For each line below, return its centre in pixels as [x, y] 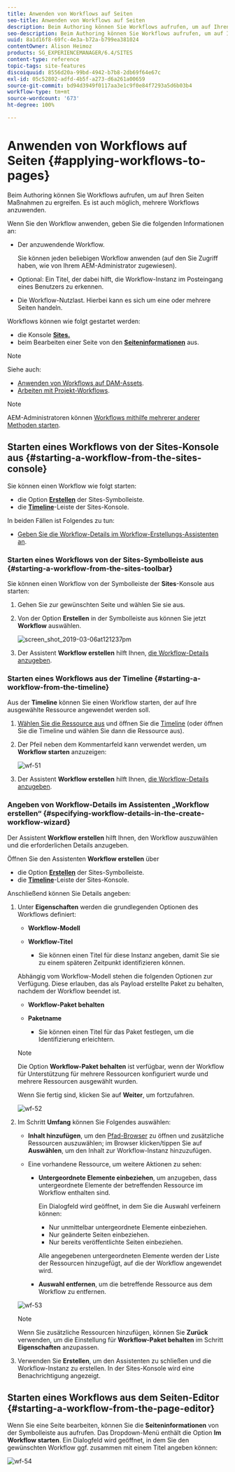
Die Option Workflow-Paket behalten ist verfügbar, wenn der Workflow [121, 1066]
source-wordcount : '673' [43, 99]
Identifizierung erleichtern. [77, 1039]
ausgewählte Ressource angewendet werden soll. [79, 710]
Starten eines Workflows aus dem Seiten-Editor [113, 1397]
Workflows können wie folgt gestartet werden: [74, 321]
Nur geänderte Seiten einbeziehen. [99, 1234]
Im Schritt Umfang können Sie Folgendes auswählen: [94, 1122]
